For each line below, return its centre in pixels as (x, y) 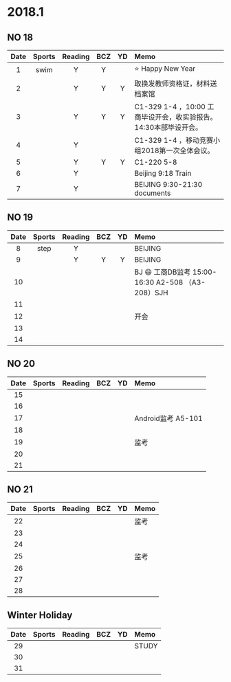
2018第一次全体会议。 (178, 150)
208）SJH (151, 293)
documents (153, 193)
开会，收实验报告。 (186, 117)
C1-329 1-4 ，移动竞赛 (174, 140)
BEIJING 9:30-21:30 (168, 184)
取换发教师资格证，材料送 (176, 83)
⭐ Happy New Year (165, 68)
